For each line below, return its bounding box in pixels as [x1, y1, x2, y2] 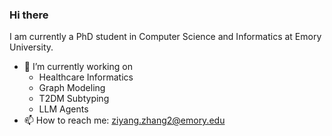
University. [9, 41, 54, 53]
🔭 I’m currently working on [23, 61, 133, 73]
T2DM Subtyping [38, 93, 110, 105]
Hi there [9, 8, 49, 22]
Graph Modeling [38, 82, 106, 94]
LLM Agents [38, 103, 89, 115]
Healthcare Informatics [38, 71, 134, 83]
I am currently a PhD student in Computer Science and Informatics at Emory [9, 31, 322, 43]
